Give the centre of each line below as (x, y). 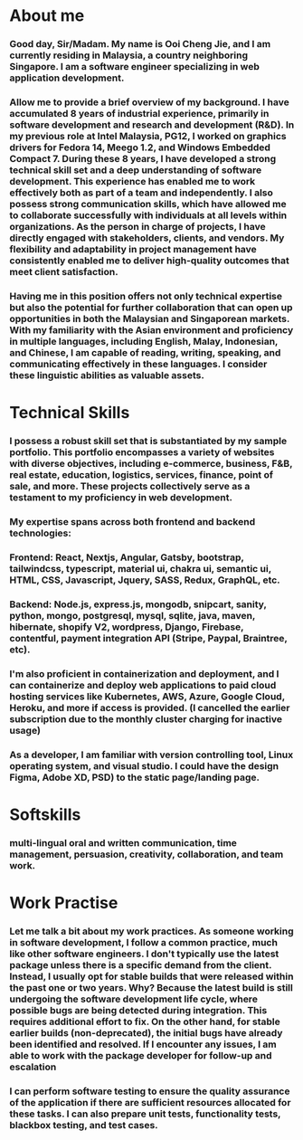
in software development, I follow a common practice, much (144, 942)
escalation (33, 1067)
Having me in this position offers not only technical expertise (146, 296)
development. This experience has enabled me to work (133, 182)
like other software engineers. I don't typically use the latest (144, 954)
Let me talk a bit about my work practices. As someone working (151, 931)
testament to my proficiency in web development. (121, 498)
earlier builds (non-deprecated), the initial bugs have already (146, 1032)
